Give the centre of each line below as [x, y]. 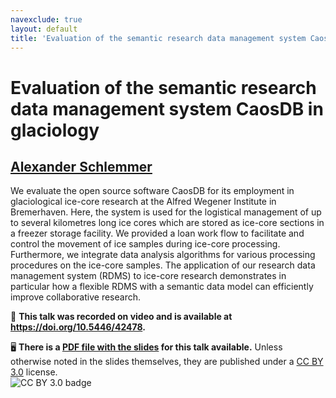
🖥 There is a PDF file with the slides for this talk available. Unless [146, 347]
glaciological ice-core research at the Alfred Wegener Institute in [143, 202]
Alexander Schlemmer [81, 166]
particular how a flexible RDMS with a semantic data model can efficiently [162, 287]
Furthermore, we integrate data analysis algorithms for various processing [163, 255]
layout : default [44, 29]
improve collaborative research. [75, 297]
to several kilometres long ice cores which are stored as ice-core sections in [167, 223]
